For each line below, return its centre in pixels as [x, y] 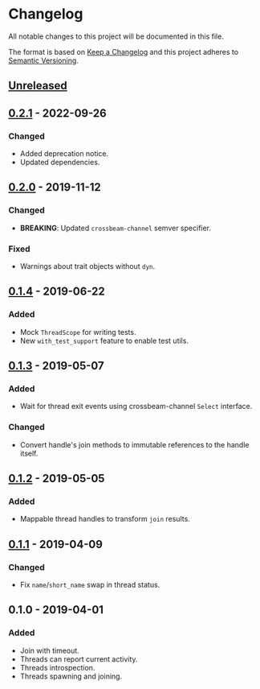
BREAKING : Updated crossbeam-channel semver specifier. [115, 228]
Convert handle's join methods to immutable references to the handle [134, 444]
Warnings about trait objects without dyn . [87, 266]
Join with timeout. [50, 650]
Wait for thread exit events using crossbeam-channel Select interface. [136, 406]
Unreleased [38, 86]
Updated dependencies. [60, 163]
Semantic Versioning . [43, 60]
